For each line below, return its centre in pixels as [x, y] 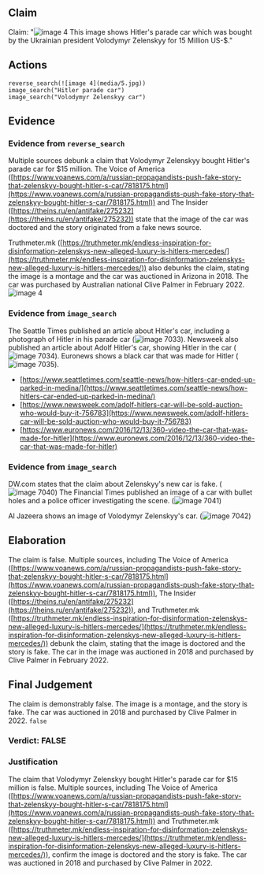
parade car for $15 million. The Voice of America [87, 169]
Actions [28, 65]
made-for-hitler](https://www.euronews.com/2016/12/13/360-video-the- [137, 438]
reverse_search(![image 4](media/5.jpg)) [77, 83]
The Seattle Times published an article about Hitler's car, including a [119, 331]
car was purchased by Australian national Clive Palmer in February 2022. [126, 285]
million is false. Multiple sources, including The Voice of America [113, 788]
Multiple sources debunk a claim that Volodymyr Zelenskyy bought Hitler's [129, 161]
